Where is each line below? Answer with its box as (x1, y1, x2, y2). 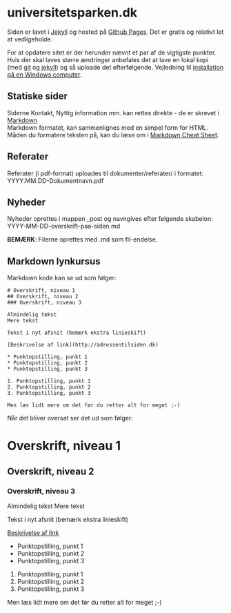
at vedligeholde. (7, 35, 53, 43)
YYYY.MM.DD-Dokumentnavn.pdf (7, 176, 104, 184)
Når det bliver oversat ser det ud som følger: (7, 414, 133, 422)
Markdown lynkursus (7, 255, 101, 267)
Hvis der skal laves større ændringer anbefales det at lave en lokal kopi (7, 55, 209, 64)
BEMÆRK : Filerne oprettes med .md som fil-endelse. (7, 235, 158, 244)
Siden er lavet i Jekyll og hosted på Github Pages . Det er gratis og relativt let (7, 28, 224, 36)
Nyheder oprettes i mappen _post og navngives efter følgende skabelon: (7, 215, 214, 223)
